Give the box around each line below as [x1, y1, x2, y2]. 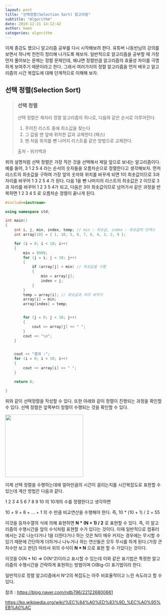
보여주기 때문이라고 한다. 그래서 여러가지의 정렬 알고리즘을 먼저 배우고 [14, 63, 151, 69]
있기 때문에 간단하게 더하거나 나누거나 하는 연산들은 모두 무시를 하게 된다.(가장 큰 [5, 538, 163, 544]
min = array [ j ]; [40, 273, 75, 279]
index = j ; [40, 278, 64, 283]
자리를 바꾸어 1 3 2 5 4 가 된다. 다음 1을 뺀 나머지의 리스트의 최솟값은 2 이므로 [5, 177, 156, 183]
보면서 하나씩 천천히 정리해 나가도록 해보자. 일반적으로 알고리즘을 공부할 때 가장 [5, 51, 160, 57]
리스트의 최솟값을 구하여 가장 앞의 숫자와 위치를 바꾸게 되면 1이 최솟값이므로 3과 [5, 171, 160, 177]
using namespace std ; [5, 209, 50, 214]
